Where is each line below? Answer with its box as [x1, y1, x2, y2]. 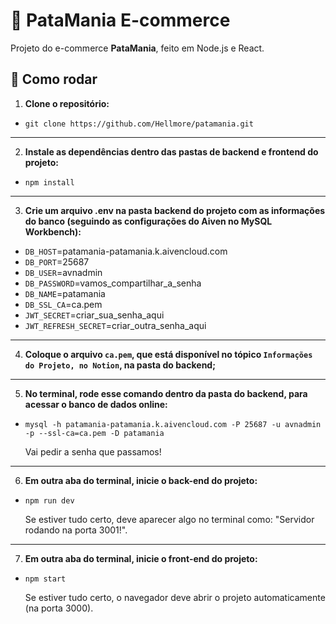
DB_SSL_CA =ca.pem [24, 298, 103, 310]
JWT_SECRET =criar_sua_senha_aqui [24, 309, 165, 321]
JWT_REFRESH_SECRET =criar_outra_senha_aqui [24, 319, 207, 331]
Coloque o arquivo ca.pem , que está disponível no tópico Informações [24, 348, 313, 360]
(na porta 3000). [24, 602, 94, 614]
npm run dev [24, 495, 75, 506]
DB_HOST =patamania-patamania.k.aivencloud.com [24, 245, 228, 257]
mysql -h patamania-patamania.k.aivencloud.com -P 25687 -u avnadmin [24, 419, 322, 429]
